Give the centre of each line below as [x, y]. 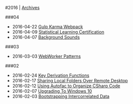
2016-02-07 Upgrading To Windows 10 [52, 91]
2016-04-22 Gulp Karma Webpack [48, 27]
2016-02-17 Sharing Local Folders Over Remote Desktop [70, 81]
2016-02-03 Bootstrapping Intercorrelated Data [61, 96]
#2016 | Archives [22, 8]
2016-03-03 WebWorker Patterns [46, 56]
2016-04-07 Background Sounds [46, 37]
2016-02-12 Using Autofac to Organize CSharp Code [66, 86]
